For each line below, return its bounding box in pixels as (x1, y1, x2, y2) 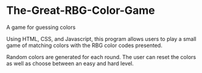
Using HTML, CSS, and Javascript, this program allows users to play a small (6, 35, 197, 42)
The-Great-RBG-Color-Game (6, 4, 155, 17)
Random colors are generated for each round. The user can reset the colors (6, 53, 197, 60)
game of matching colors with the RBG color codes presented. (6, 42, 162, 49)
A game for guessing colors (6, 24, 76, 31)
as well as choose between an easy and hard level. (6, 60, 134, 67)
